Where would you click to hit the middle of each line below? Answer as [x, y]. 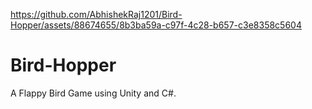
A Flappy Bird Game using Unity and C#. [93, 93]
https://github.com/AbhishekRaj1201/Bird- [96, 14]
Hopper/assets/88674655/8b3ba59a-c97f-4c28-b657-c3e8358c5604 [156, 25]
